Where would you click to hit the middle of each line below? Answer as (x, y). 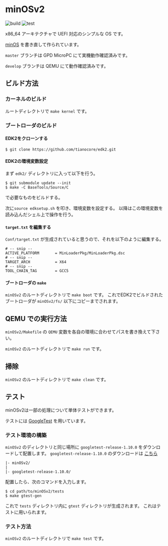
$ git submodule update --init (38, 183)
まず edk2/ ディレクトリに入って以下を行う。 (52, 173)
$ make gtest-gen (23, 496)
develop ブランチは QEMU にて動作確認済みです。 (57, 66)
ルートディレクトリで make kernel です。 (47, 111)
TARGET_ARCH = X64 (36, 262)
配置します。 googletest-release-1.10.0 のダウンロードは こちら (90, 453)
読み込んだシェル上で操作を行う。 (41, 214)
